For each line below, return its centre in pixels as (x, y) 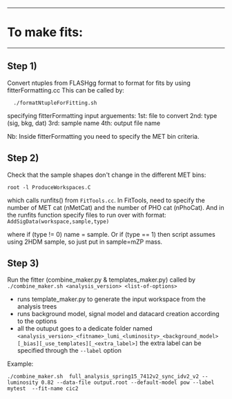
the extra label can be (170, 343)
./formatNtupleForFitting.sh (55, 103)
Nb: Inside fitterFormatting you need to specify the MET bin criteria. (103, 136)
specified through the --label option (69, 351)
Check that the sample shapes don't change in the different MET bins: (107, 175)
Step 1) (22, 66)
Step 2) (23, 158)
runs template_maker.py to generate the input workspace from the (111, 299)
